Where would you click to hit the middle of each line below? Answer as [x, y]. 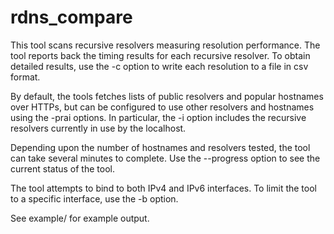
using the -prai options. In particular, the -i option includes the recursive [158, 117]
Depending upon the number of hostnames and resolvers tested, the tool [160, 147]
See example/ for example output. [80, 218]
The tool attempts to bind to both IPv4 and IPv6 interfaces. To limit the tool [163, 188]
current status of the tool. [62, 168]
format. [25, 77]
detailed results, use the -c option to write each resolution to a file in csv [159, 66]
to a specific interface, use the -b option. [94, 198]
